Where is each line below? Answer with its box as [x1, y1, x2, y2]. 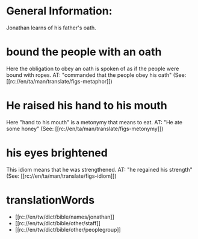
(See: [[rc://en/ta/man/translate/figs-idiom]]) [6, 172, 117, 180]
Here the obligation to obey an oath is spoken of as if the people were [6, 65, 179, 72]
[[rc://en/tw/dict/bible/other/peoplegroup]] [14, 226, 122, 233]
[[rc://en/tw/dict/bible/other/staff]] [14, 219, 101, 226]
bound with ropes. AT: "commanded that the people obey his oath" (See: [6, 71, 187, 79]
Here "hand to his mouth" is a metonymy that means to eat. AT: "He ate [6, 118, 182, 126]
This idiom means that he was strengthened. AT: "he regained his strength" [6, 166, 193, 173]
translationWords [6, 193, 95, 207]
